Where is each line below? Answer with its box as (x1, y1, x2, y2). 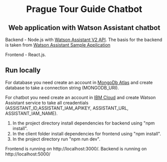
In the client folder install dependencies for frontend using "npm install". (12, 130, 161, 136)
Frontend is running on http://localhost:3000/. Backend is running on (5, 145, 147, 151)
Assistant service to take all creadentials (5, 99, 89, 105)
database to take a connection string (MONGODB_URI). (5, 84, 119, 90)
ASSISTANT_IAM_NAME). (5, 110, 58, 116)
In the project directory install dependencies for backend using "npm (12, 120, 155, 126)
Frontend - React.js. (5, 51, 46, 57)
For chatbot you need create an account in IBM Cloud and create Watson (5, 94, 156, 100)
